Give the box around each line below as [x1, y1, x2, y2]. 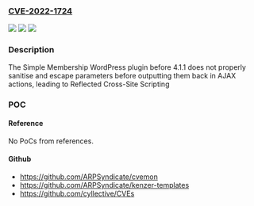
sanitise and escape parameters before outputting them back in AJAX [8, 71, 237, 80]
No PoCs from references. [8, 136, 94, 146]
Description [8, 44, 55, 55]
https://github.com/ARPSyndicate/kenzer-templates [19, 180, 190, 189]
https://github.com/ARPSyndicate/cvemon [19, 172, 159, 181]
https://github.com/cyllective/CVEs [19, 189, 135, 198]
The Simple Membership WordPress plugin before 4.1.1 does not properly [8, 62, 246, 72]
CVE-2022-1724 [8, 6, 73, 17]
